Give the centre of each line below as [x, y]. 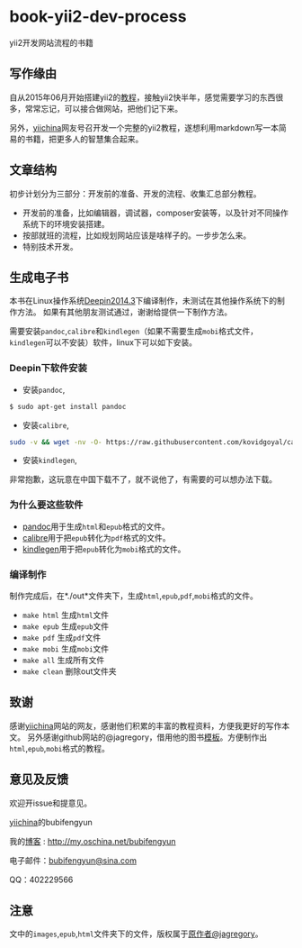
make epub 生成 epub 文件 [66, 626]
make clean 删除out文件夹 [69, 671]
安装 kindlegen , [50, 460]
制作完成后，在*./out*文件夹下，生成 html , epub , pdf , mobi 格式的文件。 [133, 596]
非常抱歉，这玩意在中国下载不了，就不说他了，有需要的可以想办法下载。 [143, 479]
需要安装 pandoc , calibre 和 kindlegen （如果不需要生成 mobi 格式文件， [134, 332]
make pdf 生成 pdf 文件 [62, 638]
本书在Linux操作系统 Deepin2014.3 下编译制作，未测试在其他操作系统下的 [143, 301]
